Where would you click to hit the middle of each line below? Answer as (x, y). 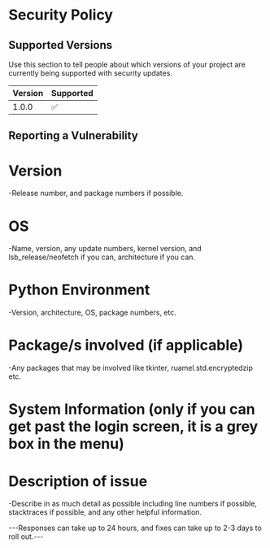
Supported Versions (60, 45)
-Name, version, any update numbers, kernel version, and (105, 249)
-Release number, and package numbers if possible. (96, 194)
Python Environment (79, 290)
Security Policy (61, 15)
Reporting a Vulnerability (73, 136)
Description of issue (78, 481)
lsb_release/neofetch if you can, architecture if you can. (102, 257)
